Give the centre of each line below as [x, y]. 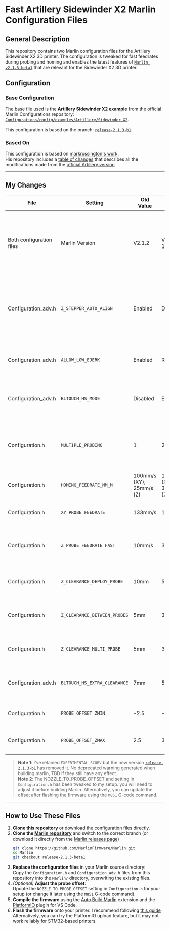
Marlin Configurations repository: [40, 114]
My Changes [26, 185]
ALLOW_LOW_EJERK [80, 360]
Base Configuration [30, 98]
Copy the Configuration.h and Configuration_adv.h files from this [81, 873]
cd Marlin [23, 853]
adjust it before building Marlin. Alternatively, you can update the [85, 789]
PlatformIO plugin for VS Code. [45, 905]
